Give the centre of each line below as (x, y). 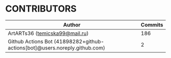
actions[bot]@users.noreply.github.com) (56, 47)
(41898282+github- (79, 41)
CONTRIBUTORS (41, 9)
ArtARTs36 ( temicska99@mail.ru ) (48, 33)
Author (72, 25)
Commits (152, 25)
